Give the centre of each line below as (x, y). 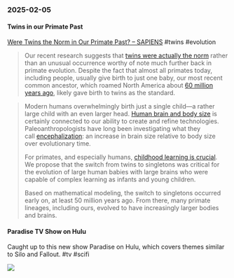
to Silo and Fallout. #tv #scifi (48, 254)
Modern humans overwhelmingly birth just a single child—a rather (119, 106)
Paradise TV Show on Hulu (47, 231)
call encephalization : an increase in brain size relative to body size (120, 136)
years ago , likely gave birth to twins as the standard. (100, 93)
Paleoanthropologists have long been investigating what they (112, 129)
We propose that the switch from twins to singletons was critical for (122, 165)
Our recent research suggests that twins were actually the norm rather (126, 56)
